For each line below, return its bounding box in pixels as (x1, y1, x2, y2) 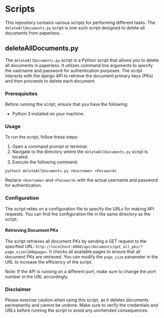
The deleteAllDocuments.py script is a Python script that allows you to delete (5, 57, 159, 63)
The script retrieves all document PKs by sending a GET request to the (5, 238, 147, 244)
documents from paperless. (5, 30, 61, 36)
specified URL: (5, 243, 35, 249)
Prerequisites (5, 90, 38, 97)
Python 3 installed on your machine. (12, 111, 85, 117)
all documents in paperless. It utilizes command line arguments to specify (5, 62, 153, 68)
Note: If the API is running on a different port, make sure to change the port (5, 268, 156, 274)
